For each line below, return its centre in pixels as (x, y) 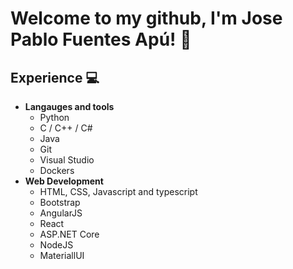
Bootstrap (60, 202)
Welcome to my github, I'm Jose (146, 18)
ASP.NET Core (69, 234)
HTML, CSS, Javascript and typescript (118, 191)
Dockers (57, 170)
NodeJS (56, 245)
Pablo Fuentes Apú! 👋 (101, 39)
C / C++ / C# (66, 128)
